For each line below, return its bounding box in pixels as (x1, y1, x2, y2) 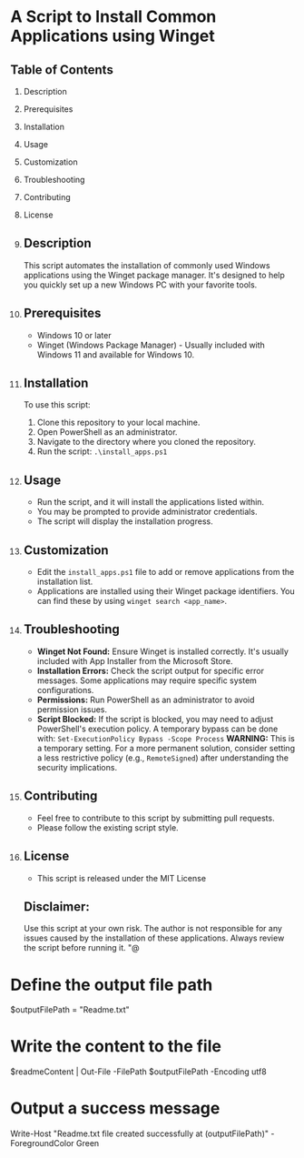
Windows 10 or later (36, 329, 112, 340)
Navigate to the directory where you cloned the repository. (36, 437, 257, 448)
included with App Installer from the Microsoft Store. (36, 655, 233, 666)
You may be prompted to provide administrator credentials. (36, 507, 258, 518)
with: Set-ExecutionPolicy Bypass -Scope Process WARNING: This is (36, 732, 296, 743)
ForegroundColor (10, 1138, 75, 1149)
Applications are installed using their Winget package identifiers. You (36, 586, 295, 597)
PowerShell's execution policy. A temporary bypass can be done (36, 723, 279, 734)
